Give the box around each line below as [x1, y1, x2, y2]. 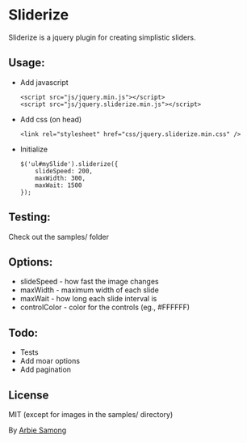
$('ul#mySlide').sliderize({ [19, 160, 119, 168]
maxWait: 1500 [35, 181, 82, 190]
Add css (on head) [19, 114, 82, 124]
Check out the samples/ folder [8, 232, 110, 241]
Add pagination [19, 364, 71, 374]
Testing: [8, 211, 51, 224]
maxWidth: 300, [35, 174, 86, 182]
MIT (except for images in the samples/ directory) [8, 410, 174, 419]
